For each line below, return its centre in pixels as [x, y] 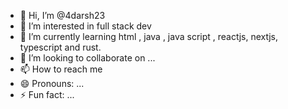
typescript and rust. [60, 47]
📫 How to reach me [61, 69]
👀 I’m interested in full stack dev [85, 26]
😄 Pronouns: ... [52, 83]
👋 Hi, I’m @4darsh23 [62, 15]
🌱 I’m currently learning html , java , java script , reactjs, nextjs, [148, 36]
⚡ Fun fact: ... [47, 94]
